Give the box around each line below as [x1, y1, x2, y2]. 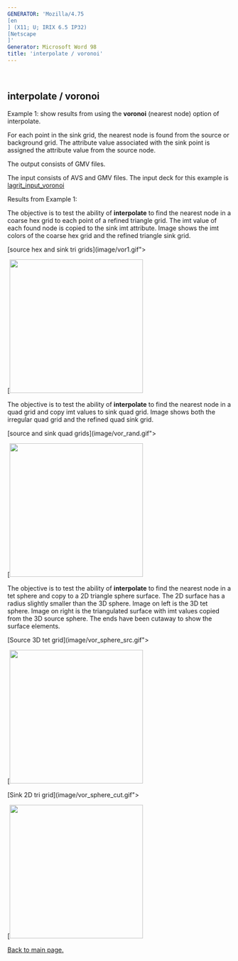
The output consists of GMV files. [7, 160, 106, 168]
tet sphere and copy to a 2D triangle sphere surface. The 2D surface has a [7, 591, 225, 600]
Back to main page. [7, 945, 64, 954]
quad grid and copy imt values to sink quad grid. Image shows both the [7, 407, 215, 416]
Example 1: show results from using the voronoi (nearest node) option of [7, 109, 220, 118]
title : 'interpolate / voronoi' [7, 51, 103, 58]
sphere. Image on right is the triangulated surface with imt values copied [7, 606, 220, 615]
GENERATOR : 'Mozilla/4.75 [7, 10, 84, 18]
